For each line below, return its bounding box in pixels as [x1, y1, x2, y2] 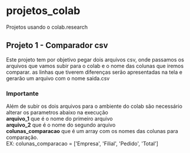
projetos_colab [6, 4, 81, 18]
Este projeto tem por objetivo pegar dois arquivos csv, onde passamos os [6, 56, 184, 63]
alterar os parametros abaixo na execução [6, 109, 109, 116]
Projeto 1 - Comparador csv [6, 40, 108, 50]
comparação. [6, 134, 38, 141]
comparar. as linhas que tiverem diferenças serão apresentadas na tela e [6, 69, 182, 76]
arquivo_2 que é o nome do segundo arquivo [6, 121, 116, 128]
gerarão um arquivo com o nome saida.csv [6, 74, 110, 81]
